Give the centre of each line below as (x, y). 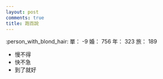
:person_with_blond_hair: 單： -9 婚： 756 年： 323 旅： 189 (81, 42)
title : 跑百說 (22, 23)
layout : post (22, 12)
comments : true (25, 18)
